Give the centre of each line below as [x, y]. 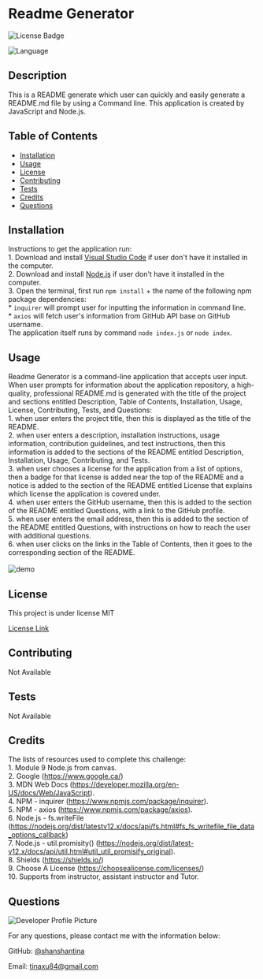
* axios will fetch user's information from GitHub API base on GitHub [119, 316]
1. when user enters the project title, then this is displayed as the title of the [130, 419]
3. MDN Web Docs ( [41, 784]
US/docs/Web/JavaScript [49, 793]
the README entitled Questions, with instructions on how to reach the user [130, 527]
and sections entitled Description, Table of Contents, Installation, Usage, [125, 402]
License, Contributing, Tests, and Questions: [80, 410]
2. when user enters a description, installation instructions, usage [114, 435]
